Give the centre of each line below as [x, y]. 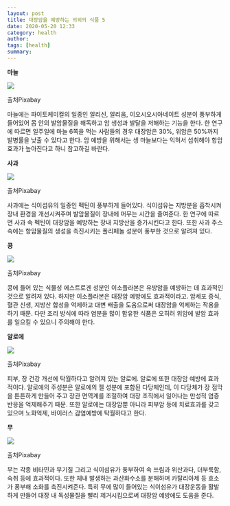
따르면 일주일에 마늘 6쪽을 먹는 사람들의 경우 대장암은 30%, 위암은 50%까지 [116, 131]
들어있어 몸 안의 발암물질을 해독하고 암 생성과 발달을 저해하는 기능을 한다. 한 [109, 123]
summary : [20, 52]
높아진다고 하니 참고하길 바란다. [67, 148]
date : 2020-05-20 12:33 [41, 26]
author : [18, 39]
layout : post [26, 13]
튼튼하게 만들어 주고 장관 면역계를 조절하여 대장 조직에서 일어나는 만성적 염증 [117, 395]
